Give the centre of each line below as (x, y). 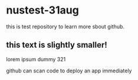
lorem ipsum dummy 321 (36, 59)
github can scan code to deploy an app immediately (69, 71)
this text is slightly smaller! (57, 45)
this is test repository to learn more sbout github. (65, 26)
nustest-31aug (43, 10)
